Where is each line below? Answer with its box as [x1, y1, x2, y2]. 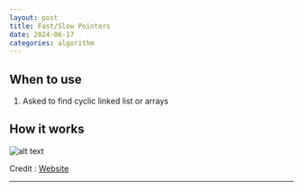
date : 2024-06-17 [9, 30, 75, 39]
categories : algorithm [9, 38, 95, 48]
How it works [9, 122, 85, 137]
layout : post [9, 13, 59, 23]
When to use [9, 71, 83, 86]
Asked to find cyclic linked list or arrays [22, 95, 169, 106]
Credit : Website [9, 163, 69, 174]
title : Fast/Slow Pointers [9, 22, 111, 31]
